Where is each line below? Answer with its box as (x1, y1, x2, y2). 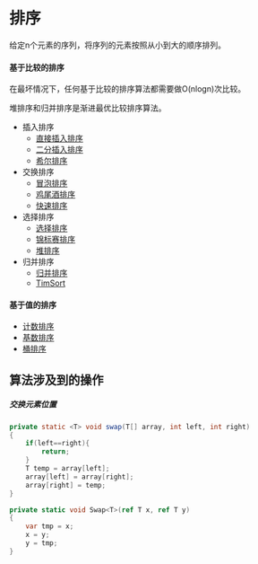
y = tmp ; (25, 539, 58, 548)
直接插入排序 (35, 133, 83, 144)
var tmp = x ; (25, 522, 74, 531)
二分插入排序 (35, 145, 83, 155)
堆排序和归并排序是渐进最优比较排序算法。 (9, 102, 167, 113)
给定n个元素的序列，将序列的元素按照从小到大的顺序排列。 (9, 40, 227, 50)
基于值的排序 (9, 299, 56, 310)
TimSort (35, 278, 65, 288)
